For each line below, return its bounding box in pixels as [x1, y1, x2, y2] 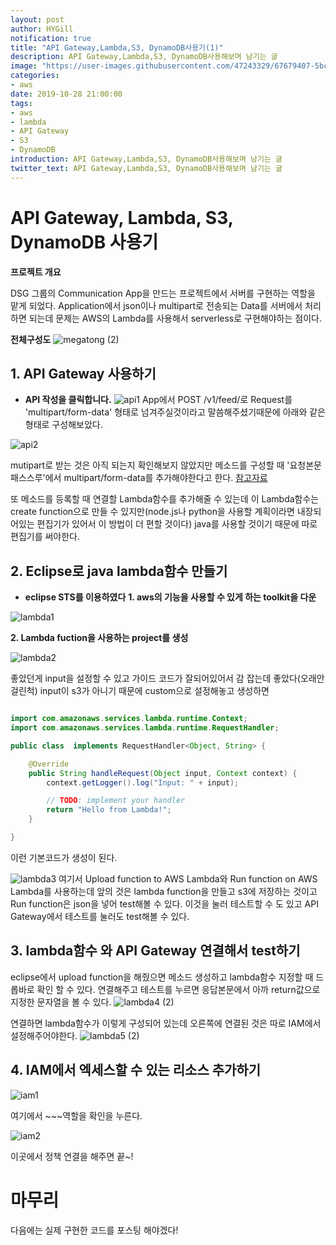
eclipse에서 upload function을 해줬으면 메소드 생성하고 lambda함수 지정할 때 [10, 971, 314, 983]
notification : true [10, 33, 92, 43]
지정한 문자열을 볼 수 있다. [10, 996, 112, 1008]
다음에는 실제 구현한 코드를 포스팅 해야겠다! [10, 1224, 179, 1236]
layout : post [10, 14, 65, 25]
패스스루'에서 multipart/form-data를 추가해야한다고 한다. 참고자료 [10, 472, 268, 484]
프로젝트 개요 [10, 266, 62, 278]
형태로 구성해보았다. [24, 419, 103, 431]
